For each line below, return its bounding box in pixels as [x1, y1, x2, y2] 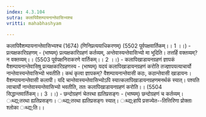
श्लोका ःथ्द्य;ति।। [6, 104, 45, 112]
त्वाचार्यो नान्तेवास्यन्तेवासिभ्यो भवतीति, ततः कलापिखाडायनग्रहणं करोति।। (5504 [6, 83, 162, 91]
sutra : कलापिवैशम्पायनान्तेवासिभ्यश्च [6, 15, 73, 21]
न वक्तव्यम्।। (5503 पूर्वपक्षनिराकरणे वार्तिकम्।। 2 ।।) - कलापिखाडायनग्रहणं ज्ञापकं [6, 56, 175, 63]
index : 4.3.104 [6, 9, 45, 15]
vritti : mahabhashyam [6, 20, 62, 26]
